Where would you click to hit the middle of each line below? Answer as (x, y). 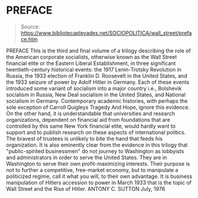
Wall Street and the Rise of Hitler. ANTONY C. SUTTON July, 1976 (86, 189)
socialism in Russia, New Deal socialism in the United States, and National (96, 95)
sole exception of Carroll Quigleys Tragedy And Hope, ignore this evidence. (98, 107)
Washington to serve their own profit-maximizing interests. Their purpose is (98, 164)
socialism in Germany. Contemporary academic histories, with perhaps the (97, 100)
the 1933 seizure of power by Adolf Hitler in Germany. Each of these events (98, 82)
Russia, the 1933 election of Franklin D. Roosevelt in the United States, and (97, 76)
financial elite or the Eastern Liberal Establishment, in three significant (91, 63)
